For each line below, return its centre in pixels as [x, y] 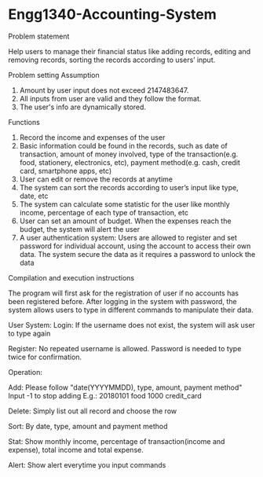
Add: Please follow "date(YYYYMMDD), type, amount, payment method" [125, 387]
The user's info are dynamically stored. [83, 107]
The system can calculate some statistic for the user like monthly [124, 204]
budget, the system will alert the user [79, 229]
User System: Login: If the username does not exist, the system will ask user [131, 325]
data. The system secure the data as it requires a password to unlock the [137, 254]
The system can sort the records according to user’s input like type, [129, 187]
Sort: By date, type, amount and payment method [88, 426]
